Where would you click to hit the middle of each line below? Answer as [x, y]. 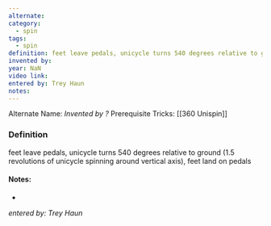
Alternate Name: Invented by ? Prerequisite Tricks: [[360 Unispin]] [118, 114]
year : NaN [25, 69]
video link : [28, 76]
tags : [17, 38]
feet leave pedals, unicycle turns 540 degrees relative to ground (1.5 [122, 152]
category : [25, 23]
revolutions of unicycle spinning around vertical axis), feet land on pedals [130, 161]
